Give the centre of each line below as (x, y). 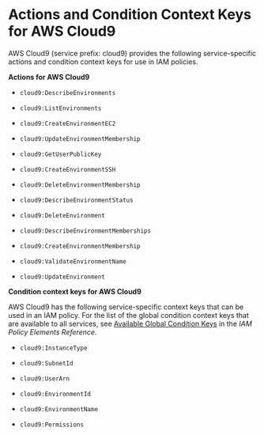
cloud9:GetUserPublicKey (60, 154)
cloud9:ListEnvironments (60, 108)
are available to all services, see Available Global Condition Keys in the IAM (130, 323)
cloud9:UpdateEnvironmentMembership (80, 139)
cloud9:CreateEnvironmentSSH (68, 169)
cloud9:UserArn (45, 378)
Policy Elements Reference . (53, 332)
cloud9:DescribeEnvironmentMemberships (85, 231)
